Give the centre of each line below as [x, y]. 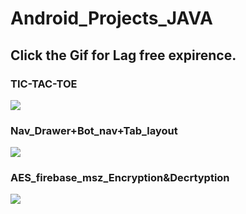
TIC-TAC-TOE [44, 84]
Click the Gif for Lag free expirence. [123, 55]
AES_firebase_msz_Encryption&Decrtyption [120, 178]
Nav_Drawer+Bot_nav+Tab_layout [94, 130]
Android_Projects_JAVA [111, 18]
